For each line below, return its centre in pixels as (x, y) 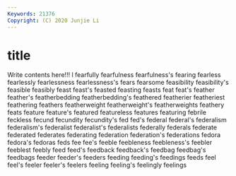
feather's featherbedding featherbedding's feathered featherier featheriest (116, 98)
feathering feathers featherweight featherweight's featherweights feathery (116, 105)
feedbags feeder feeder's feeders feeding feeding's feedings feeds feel (112, 158)
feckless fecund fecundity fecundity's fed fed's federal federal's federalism (117, 120)
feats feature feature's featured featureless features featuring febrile (107, 112)
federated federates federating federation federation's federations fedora (114, 135)
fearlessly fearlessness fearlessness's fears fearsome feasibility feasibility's (118, 83)
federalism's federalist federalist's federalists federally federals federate (112, 127)
